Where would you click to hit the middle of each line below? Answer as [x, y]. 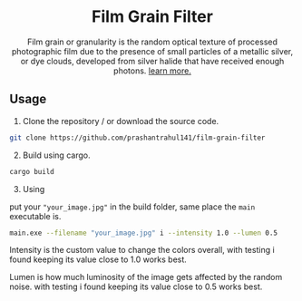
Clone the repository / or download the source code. [121, 121]
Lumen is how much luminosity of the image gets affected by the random [146, 277]
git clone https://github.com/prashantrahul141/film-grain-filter [137, 138]
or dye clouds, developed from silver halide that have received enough [152, 61]
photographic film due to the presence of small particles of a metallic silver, [152, 51]
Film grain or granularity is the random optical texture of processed [152, 42]
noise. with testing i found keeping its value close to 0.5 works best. [136, 286]
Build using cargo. [56, 155]
